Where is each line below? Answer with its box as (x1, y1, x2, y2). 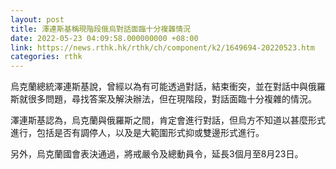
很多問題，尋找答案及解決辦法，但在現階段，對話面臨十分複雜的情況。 (27, 93, 317, 105)
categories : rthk (10, 52, 83, 62)
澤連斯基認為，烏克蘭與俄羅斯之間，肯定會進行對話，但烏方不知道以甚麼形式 (10, 114, 326, 126)
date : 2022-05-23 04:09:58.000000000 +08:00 (10, 33, 199, 43)
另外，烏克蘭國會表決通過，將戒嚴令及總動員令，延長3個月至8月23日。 (10, 148, 304, 160)
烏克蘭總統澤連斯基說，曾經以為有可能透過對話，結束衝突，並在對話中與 (10, 81, 308, 93)
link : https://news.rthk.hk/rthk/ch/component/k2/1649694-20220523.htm (10, 42, 315, 53)
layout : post (10, 14, 65, 25)
